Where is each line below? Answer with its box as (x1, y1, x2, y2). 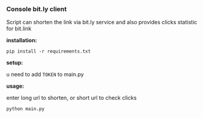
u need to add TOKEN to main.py (6, 71, 84, 78)
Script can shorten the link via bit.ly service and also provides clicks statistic (6, 19, 198, 26)
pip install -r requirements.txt (6, 48, 91, 54)
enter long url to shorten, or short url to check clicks (6, 94, 137, 102)
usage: (6, 82, 24, 90)
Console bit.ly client (6, 5, 67, 13)
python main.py (6, 106, 45, 112)
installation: (6, 37, 38, 44)
